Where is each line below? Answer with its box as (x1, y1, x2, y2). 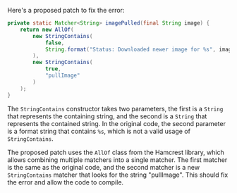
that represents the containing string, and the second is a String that (7, 112, 207, 120)
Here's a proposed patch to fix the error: (7, 6, 125, 14)
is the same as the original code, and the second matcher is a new (7, 163, 200, 171)
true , (44, 66, 61, 73)
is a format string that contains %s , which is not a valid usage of (7, 127, 190, 135)
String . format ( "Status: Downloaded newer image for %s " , (44, 46, 217, 53)
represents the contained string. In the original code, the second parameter (7, 119, 226, 127)
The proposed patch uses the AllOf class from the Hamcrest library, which (7, 148, 224, 156)
